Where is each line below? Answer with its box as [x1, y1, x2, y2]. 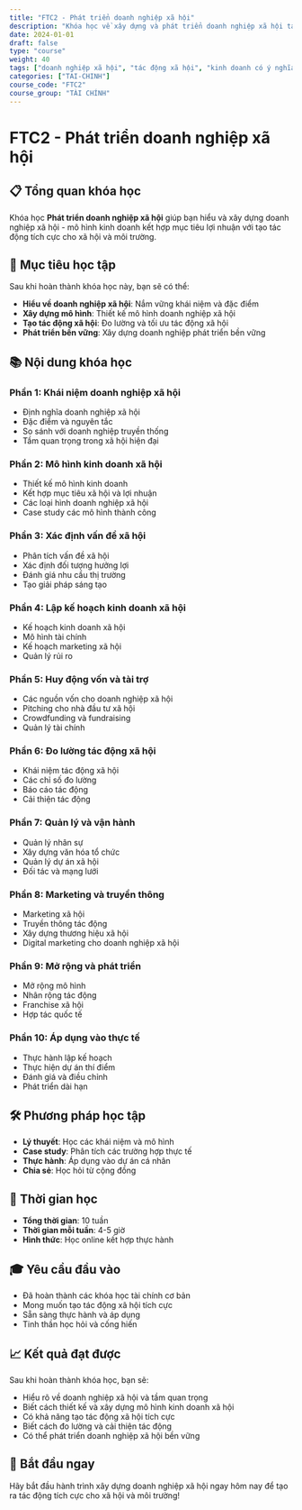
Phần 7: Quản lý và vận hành [9, 817, 136, 829]
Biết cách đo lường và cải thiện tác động [22, 1421, 173, 1432]
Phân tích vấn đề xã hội [22, 550, 110, 561]
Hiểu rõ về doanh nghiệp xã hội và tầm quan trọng [22, 1392, 209, 1403]
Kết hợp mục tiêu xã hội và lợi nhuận [22, 488, 157, 499]
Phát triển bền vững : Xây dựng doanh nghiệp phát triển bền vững [22, 327, 266, 338]
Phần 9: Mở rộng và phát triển [9, 960, 142, 972]
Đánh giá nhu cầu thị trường [22, 569, 126, 580]
